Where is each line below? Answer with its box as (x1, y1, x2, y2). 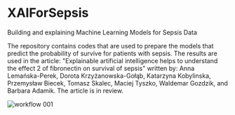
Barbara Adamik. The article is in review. (7, 86, 124, 95)
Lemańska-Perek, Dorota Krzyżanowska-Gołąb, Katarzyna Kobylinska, (7, 72, 212, 80)
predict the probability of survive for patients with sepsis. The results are (7, 49, 217, 57)
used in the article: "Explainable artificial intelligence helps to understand (7, 56, 218, 65)
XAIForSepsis (7, 5, 89, 21)
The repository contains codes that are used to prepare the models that (7, 41, 214, 50)
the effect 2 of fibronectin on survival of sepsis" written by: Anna (7, 64, 195, 72)
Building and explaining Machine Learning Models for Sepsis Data (7, 28, 198, 36)
